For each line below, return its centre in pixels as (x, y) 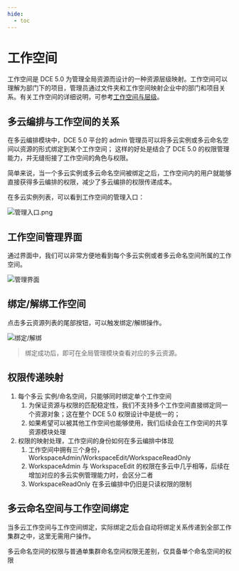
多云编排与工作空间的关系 (63, 122)
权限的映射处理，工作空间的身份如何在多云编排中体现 (96, 441)
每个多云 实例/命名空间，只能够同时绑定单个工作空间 (95, 396)
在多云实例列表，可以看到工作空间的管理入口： (76, 197)
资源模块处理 (47, 431)
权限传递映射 (36, 377)
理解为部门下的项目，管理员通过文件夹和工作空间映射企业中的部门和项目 (113, 88)
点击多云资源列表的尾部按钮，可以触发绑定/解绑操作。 (86, 322)
